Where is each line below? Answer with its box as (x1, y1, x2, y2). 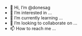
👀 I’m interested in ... (9, 10, 52, 16)
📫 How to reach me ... (9, 26, 56, 31)
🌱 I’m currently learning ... (9, 15, 63, 20)
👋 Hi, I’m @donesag (9, 5, 51, 10)
